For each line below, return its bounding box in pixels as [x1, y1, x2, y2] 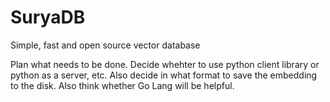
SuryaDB [10, 6, 86, 29]
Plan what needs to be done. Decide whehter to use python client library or [10, 58, 320, 70]
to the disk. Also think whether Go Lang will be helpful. [10, 79, 235, 91]
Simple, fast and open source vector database [10, 39, 201, 51]
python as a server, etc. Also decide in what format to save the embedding [10, 69, 318, 81]
